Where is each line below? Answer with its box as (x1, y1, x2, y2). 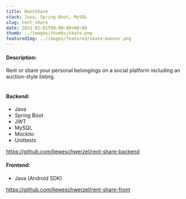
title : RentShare (6, 8, 48, 15)
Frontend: (6, 162, 31, 169)
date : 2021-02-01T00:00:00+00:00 (6, 25, 87, 31)
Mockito (14, 131, 34, 138)
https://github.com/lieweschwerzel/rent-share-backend (6, 148, 140, 155)
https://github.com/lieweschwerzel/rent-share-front (6, 186, 131, 193)
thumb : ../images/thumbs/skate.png (6, 30, 93, 36)
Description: (6, 54, 37, 61)
